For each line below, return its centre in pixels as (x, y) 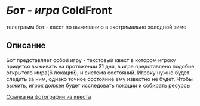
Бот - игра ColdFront (59, 10)
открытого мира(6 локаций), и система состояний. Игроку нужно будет (98, 73)
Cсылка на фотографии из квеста (49, 96)
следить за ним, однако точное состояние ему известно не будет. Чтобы (99, 79)
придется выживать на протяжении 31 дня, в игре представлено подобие (100, 66)
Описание (26, 46)
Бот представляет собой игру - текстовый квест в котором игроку (91, 60)
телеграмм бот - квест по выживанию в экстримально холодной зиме (96, 27)
